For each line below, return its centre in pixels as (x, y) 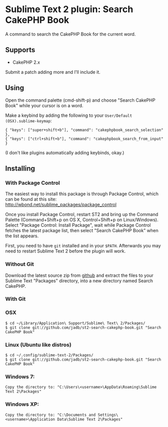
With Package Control (33, 183)
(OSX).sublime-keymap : (29, 120)
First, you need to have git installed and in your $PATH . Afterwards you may (83, 246)
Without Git (20, 264)
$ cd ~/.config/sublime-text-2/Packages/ (49, 355)
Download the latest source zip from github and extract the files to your (79, 275)
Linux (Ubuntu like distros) (38, 345)
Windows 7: (20, 376)
